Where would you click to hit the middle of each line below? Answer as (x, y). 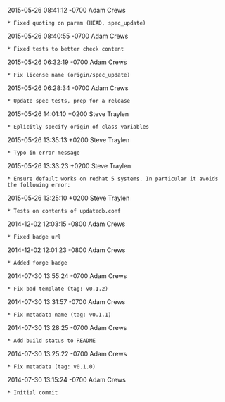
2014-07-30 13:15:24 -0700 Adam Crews (67, 380)
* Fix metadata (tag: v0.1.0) (52, 367)
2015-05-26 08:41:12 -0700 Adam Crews (66, 10)
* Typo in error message (44, 153)
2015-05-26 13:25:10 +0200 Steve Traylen (69, 198)
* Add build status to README (52, 341)
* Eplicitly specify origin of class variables (78, 127)
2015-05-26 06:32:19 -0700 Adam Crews (67, 62)
